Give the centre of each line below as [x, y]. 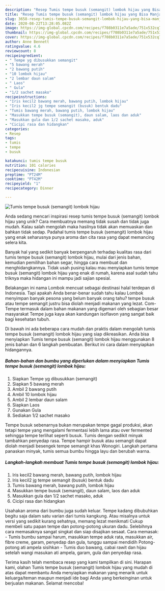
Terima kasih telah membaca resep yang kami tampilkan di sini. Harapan [78, 562]
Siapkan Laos [26, 405]
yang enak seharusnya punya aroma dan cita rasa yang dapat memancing [80, 237]
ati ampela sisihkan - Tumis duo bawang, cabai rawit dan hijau [83, 547]
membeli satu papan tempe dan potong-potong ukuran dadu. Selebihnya [79, 526]
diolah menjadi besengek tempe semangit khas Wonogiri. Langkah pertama [81, 446]
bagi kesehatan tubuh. [28, 319]
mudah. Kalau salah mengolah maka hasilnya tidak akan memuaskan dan [79, 226]
